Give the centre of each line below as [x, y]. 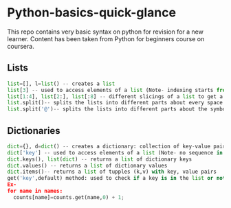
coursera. [21, 46]
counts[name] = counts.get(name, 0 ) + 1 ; [69, 197]
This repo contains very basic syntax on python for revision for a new [106, 32]
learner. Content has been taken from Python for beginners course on [106, 38]
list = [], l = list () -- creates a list [61, 84]
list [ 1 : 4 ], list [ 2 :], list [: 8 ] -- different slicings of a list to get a [115, 96]
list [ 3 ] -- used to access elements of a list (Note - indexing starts [110, 90]
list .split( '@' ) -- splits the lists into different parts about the [107, 109]
